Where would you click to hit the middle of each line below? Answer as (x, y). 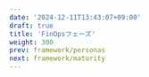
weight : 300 (31, 42)
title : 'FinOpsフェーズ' (53, 34)
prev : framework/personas (57, 50)
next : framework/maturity (57, 58)
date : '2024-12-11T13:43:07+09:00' (75, 17)
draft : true (31, 26)
